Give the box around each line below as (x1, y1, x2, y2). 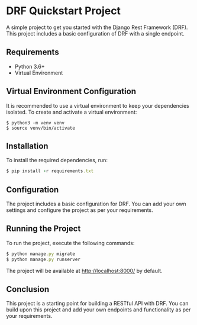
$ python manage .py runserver (6, 256, 81, 262)
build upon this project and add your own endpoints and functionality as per (6, 306, 191, 313)
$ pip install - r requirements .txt (6, 168, 94, 174)
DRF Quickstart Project (6, 4, 121, 18)
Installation (6, 141, 49, 151)
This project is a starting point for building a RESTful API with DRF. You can (6, 300, 189, 307)
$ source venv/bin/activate (6, 125, 76, 131)
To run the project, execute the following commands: (6, 239, 135, 246)
